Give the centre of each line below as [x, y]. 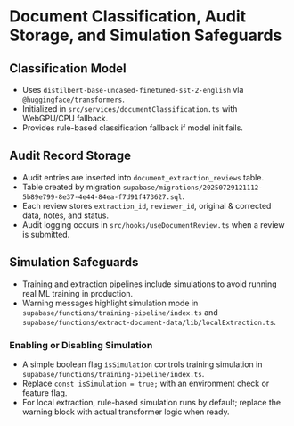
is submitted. [46, 234]
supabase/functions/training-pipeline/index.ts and [120, 312]
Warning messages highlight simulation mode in [110, 303]
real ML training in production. [78, 293]
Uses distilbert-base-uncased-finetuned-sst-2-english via [133, 90]
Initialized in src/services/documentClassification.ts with [130, 109]
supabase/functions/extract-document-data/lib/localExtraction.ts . [149, 322]
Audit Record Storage [70, 156]
